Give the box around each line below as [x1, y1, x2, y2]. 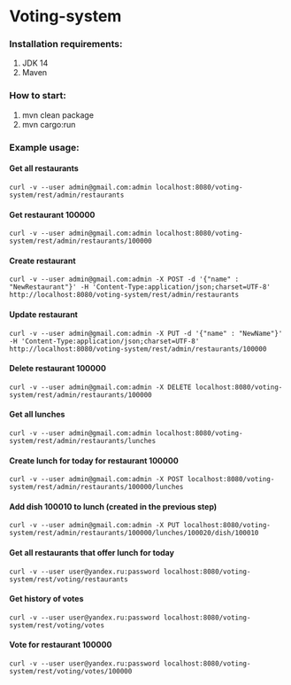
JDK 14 [21, 58, 49, 68]
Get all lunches [9, 409, 65, 420]
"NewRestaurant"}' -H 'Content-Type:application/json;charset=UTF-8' [9, 283, 272, 292]
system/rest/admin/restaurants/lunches [9, 436, 157, 445]
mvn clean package [21, 109, 95, 121]
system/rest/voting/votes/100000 [9, 666, 133, 675]
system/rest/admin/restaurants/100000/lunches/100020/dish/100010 [9, 529, 259, 538]
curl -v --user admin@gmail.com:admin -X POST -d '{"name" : [9, 275, 240, 284]
